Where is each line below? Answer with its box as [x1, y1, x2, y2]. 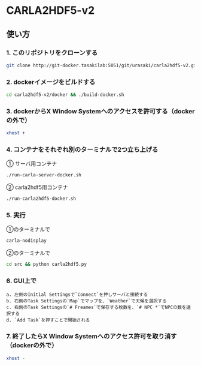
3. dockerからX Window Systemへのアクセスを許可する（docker [6, 107, 195, 115]
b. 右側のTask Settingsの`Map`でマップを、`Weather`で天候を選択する [6, 298, 167, 304]
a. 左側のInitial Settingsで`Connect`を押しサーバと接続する [6, 292, 148, 298]
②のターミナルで [6, 250, 51, 257]
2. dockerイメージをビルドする [6, 77, 96, 86]
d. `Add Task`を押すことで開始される [6, 317, 90, 323]
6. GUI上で [6, 277, 37, 285]
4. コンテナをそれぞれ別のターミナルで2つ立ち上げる [6, 145, 159, 154]
